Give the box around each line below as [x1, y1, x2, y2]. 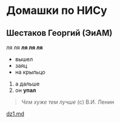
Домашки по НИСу [6, 4, 107, 18]
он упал [15, 87, 36, 94]
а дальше [15, 80, 40, 87]
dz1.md [6, 110, 24, 117]
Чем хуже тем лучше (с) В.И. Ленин [21, 98, 115, 105]
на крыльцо [15, 68, 45, 76]
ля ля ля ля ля [6, 44, 43, 51]
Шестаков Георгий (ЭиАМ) [6, 28, 113, 38]
